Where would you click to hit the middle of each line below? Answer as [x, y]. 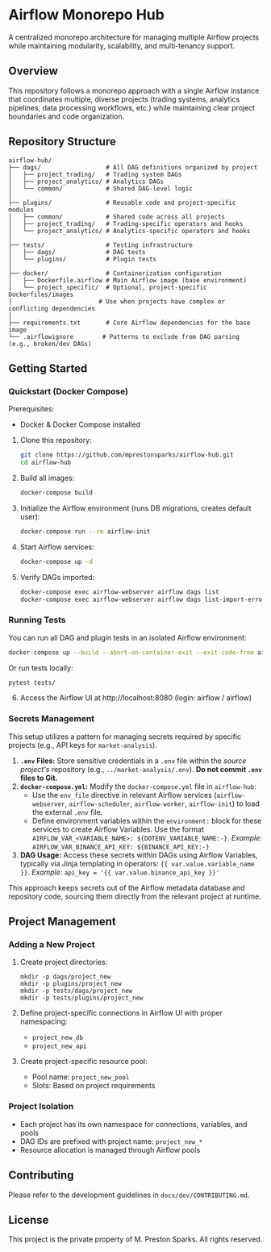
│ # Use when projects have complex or [117, 301]
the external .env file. [67, 812]
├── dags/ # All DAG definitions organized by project [133, 167]
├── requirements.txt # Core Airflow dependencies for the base [129, 323]
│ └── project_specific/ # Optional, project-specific [108, 287]
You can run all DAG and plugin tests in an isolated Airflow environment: [128, 637]
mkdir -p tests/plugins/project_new [81, 998]
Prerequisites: [31, 409]
